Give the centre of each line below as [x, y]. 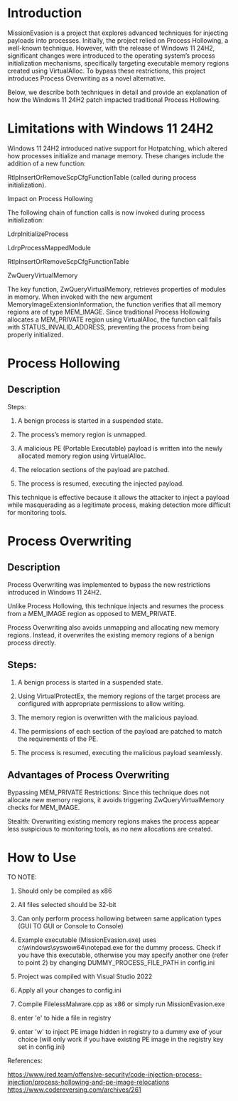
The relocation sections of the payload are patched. [93, 469]
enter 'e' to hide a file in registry [64, 1018]
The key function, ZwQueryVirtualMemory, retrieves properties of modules [117, 289]
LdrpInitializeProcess [38, 234]
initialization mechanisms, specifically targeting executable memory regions [118, 63]
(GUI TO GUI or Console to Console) [71, 926]
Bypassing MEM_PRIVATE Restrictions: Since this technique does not [108, 792]
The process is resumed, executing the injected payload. [101, 483]
